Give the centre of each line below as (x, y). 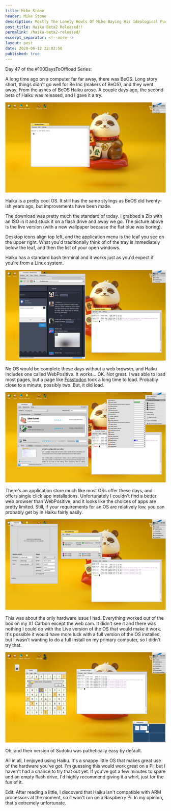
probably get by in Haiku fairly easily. (44, 512)
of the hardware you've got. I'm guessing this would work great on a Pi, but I (85, 766)
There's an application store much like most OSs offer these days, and (79, 491)
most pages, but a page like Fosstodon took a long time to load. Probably (82, 379)
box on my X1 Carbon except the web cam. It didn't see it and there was (81, 623)
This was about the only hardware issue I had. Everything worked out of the (84, 618)
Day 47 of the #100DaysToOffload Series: (49, 69)
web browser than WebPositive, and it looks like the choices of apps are (81, 501)
